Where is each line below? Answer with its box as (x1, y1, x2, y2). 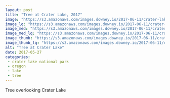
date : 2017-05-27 (5, 50, 42, 55)
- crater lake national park (7, 59, 69, 64)
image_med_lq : (5, 31, 35, 36)
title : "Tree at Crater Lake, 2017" (5, 12, 82, 17)
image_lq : (5, 21, 26, 27)
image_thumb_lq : (5, 40, 39, 45)
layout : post (5, 7, 33, 13)
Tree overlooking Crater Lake (5, 87, 66, 93)
